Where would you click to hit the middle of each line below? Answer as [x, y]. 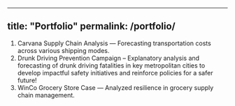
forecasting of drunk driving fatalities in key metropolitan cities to [111, 65]
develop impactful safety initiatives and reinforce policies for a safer [115, 73]
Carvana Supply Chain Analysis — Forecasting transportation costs [114, 43]
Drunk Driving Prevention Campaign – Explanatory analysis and [108, 58]
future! [27, 80]
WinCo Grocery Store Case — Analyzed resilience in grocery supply [115, 87]
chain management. [46, 95]
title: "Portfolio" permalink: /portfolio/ [92, 26]
